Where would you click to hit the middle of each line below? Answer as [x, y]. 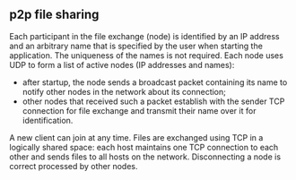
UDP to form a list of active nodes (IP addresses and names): [122, 64]
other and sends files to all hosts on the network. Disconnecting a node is [145, 157]
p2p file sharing [54, 15]
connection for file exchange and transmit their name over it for [139, 110]
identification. [48, 120]
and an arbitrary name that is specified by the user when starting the [136, 46]
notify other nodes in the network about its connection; [124, 91]
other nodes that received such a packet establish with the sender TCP [153, 101]
